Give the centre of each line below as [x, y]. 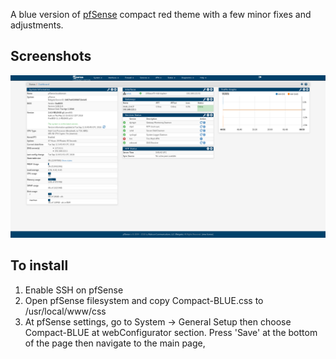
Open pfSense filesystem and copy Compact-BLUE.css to [144, 300]
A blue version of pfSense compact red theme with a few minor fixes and [161, 14]
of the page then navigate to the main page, [115, 343]
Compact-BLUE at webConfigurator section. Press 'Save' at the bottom [171, 332]
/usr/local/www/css [65, 311]
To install [39, 265]
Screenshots [51, 56]
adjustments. [37, 25]
